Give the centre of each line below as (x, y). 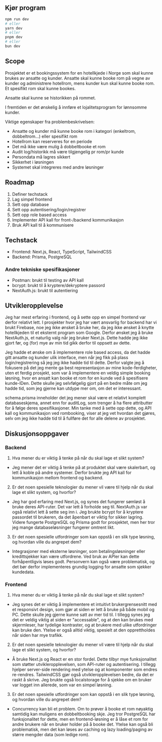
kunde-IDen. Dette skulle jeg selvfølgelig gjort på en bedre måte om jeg (76, 383)
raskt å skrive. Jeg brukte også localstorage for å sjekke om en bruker (82, 680)
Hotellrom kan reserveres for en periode (52, 141)
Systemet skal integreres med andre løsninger (58, 167)
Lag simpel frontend (32, 199)
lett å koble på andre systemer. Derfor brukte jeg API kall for (72, 473)
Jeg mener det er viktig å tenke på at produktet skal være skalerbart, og (84, 468)
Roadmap (20, 182)
